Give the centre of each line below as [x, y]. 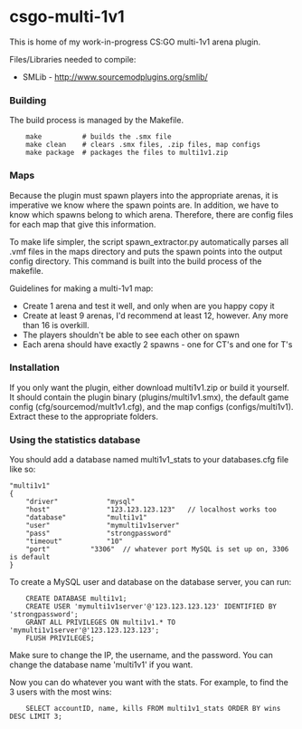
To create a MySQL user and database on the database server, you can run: [151, 582]
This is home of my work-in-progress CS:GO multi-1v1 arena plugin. [135, 42]
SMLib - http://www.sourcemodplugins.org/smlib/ [115, 77]
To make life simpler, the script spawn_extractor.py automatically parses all [149, 241]
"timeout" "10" [75, 541]
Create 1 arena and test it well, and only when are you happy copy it [148, 306]
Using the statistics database [75, 440]
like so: [23, 470]
